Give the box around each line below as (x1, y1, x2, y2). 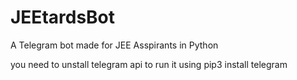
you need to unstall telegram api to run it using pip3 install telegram (10, 58, 288, 70)
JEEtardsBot (10, 6, 116, 29)
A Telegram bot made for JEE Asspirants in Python (10, 39, 219, 51)
